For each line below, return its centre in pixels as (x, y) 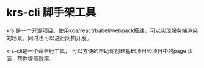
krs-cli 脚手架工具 (51, 12)
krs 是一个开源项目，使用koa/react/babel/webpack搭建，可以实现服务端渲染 (102, 30)
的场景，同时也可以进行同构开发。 (49, 38)
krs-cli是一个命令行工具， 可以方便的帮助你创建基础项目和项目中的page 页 (100, 51)
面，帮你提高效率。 (31, 58)
